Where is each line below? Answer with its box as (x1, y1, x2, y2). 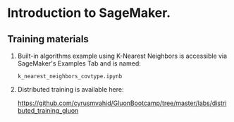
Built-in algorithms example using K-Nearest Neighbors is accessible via (17, 51, 228, 60)
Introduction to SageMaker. (7, 5, 171, 21)
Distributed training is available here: (17, 85, 124, 93)
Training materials (7, 33, 90, 45)
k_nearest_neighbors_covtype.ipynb (17, 73, 123, 80)
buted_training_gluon (17, 106, 79, 114)
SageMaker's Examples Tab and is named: (17, 59, 141, 68)
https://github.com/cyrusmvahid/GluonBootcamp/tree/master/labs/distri (17, 99, 227, 107)
